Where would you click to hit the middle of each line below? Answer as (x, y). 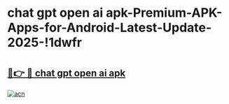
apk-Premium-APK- (164, 13)
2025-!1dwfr (45, 43)
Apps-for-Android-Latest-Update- (110, 28)
